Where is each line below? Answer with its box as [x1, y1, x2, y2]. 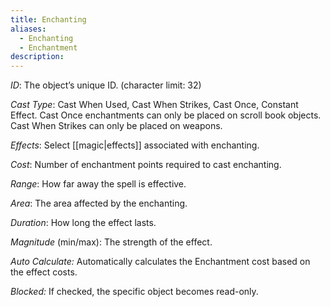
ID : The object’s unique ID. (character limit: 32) [10, 79, 202, 91]
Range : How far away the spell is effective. [10, 178, 187, 190]
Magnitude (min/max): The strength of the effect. [10, 236, 213, 248]
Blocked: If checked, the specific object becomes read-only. [10, 286, 259, 298]
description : [10, 52, 65, 62]
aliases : [10, 24, 47, 34]
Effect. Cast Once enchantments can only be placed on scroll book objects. [10, 109, 322, 121]
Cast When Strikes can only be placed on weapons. [10, 120, 223, 132]
